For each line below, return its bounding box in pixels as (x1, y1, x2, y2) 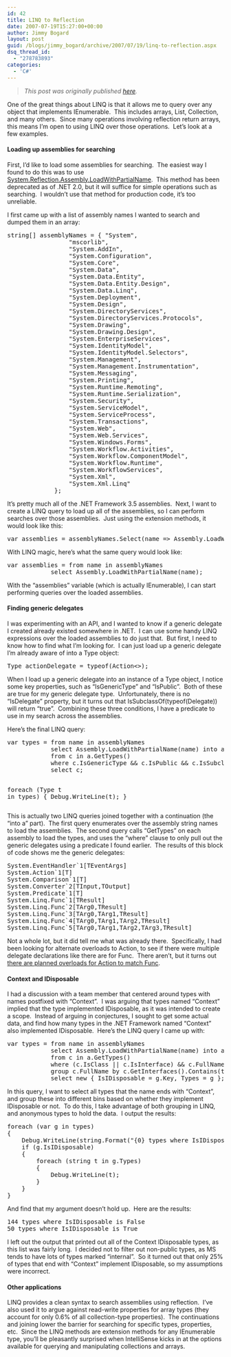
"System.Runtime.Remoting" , (68, 383, 164, 390)
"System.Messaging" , (68, 369, 138, 377)
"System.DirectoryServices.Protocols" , (68, 314, 203, 321)
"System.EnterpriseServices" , (68, 335, 170, 342)
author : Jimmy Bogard (7, 29, 69, 37)
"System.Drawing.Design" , (68, 328, 156, 335)
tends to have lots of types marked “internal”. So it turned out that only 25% (7, 1253, 223, 1261)
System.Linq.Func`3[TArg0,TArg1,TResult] (7, 910, 149, 918)
